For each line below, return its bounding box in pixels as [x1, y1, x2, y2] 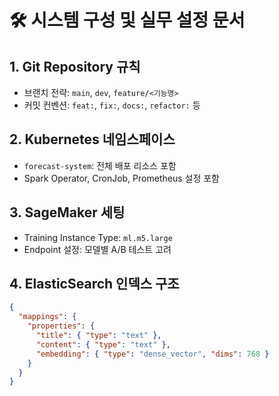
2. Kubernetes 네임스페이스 [9, 131, 176, 148]
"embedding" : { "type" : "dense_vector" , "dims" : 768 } [35, 349, 270, 359]
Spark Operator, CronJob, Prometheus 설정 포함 [23, 172, 220, 184]
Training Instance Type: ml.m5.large [23, 231, 173, 243]
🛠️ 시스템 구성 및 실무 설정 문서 [9, 9, 246, 32]
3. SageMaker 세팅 [9, 204, 126, 221]
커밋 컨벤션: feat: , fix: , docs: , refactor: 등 [23, 99, 201, 111]
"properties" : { [27, 321, 96, 331]
